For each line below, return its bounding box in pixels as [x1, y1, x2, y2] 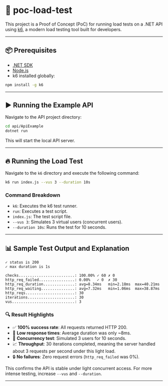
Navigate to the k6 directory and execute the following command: [5, 170, 139, 176]
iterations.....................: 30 [5, 295, 84, 300]
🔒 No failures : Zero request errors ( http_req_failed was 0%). [12, 354, 140, 360]
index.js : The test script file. [12, 214, 72, 220]
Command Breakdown [5, 191, 60, 198]
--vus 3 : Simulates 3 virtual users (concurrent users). [12, 219, 122, 225]
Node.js [12, 67, 29, 73]
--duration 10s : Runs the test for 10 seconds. [12, 224, 106, 230]
